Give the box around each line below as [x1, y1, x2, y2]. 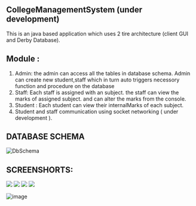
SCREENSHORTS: [6, 165, 73, 175]
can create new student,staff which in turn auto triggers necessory [14, 76, 180, 83]
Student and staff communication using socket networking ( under [14, 108, 179, 115]
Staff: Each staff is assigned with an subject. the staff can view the [14, 89, 179, 96]
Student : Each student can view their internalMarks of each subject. [14, 101, 184, 108]
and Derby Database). [6, 36, 61, 44]
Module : [6, 54, 40, 64]
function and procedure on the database [14, 82, 115, 89]
